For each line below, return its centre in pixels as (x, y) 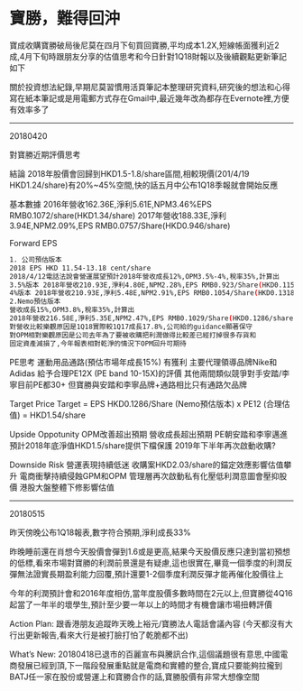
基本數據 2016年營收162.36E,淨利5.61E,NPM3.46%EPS (110, 204)
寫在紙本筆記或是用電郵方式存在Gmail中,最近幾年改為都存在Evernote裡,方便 (150, 98)
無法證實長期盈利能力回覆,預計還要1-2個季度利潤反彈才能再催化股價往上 (150, 574)
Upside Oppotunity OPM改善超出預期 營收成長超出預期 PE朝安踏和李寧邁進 (149, 434)
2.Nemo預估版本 (35, 302)
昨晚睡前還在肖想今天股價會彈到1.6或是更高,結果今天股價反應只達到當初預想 (150, 551)
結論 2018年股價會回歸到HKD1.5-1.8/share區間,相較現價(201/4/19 (129, 173)
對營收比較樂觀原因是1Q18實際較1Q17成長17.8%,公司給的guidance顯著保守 (131, 327)
